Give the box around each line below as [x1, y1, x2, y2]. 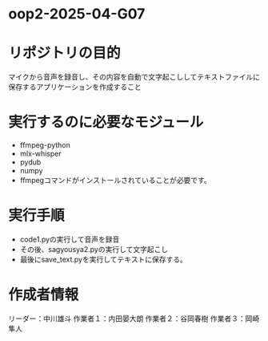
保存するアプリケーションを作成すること [8, 82, 142, 92]
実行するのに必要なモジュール [8, 113, 204, 132]
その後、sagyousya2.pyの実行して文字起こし [19, 245, 169, 254]
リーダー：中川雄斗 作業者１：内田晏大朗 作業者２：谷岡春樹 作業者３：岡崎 [8, 314, 260, 323]
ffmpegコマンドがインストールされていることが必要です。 [19, 176, 212, 185]
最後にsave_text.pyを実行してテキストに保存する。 [19, 254, 188, 264]
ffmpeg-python [19, 140, 70, 150]
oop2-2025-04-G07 [8, 5, 146, 23]
